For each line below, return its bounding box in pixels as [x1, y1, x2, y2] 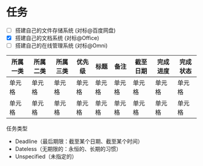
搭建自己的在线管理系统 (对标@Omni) [14, 42, 108, 49]
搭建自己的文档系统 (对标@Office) [14, 35, 100, 41]
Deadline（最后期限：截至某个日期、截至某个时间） [14, 138, 143, 145]
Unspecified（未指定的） [14, 153, 77, 161]
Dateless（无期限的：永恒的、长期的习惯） [14, 145, 122, 153]
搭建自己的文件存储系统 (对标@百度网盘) [14, 27, 116, 34]
